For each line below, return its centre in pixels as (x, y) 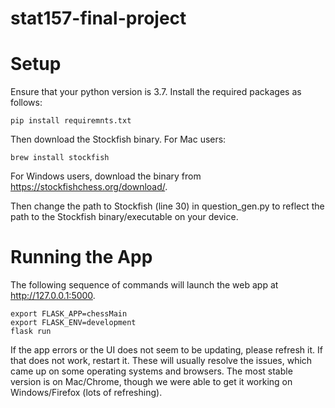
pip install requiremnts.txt (71, 121)
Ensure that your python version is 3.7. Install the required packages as (156, 92)
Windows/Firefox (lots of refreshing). (86, 393)
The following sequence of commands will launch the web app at (144, 285)
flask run (31, 332)
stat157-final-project (98, 18)
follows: (26, 103)
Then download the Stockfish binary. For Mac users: (118, 139)
